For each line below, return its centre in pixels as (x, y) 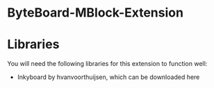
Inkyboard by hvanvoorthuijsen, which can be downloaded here (108, 77)
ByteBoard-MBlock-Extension (96, 13)
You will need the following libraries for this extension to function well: (107, 64)
